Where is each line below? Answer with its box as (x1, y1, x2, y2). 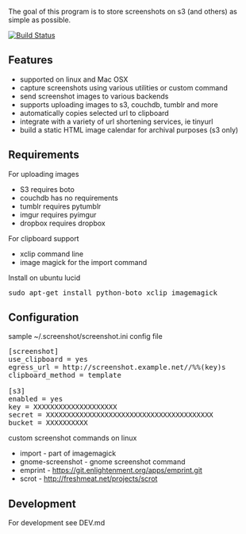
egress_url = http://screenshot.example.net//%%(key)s (8, 363, 226, 372)
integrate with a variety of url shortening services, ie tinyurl (19, 117, 213, 126)
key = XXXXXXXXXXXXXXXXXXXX (8, 402, 117, 412)
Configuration (8, 311, 79, 325)
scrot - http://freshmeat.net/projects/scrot (19, 474, 158, 483)
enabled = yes (8, 394, 63, 404)
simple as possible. (8, 15, 71, 25)
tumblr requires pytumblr (19, 202, 102, 211)
